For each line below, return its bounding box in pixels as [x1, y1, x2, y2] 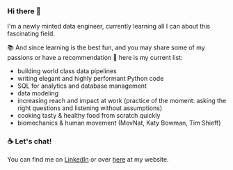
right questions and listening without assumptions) [17, 104, 163, 112]
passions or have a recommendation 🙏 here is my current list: [7, 54, 183, 62]
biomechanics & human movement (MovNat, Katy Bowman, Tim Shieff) [17, 118, 221, 127]
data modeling [17, 89, 59, 98]
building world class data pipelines [17, 67, 117, 75]
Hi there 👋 [7, 6, 42, 16]
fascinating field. [7, 29, 56, 38]
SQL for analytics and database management [17, 82, 147, 90]
